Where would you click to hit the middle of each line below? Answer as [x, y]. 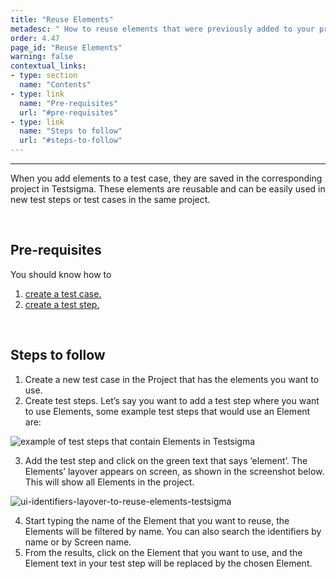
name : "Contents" [55, 85]
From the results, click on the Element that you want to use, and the [163, 552]
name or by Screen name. [78, 542]
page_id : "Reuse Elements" [66, 47]
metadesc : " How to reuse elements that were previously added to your [162, 29]
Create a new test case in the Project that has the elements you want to [172, 379]
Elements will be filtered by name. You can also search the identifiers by [173, 531]
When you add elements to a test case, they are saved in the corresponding [166, 178]
